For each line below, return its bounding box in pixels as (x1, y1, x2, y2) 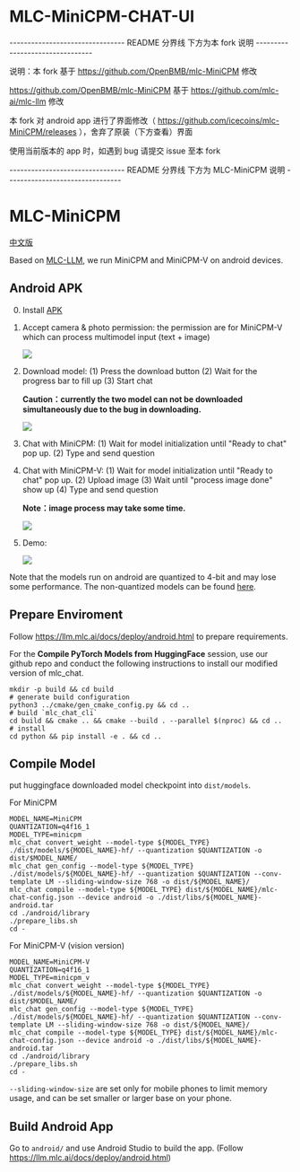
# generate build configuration (9, 693, 130, 702)
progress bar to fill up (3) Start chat (21, 375, 153, 386)
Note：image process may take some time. (21, 503, 186, 513)
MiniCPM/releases (9, 126, 78, 136)
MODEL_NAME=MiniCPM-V (9, 958, 90, 966)
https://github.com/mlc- (191, 84, 279, 95)
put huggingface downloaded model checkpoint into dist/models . (9, 780, 251, 791)
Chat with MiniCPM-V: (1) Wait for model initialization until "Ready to (21, 465, 273, 476)
